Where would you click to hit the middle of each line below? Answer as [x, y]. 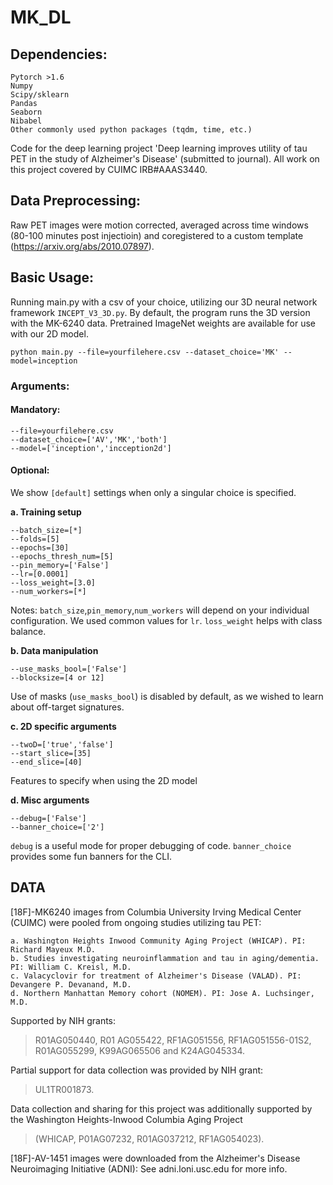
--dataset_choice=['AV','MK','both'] [89, 439]
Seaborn [26, 112]
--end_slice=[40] [46, 762]
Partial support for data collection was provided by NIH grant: [137, 1070]
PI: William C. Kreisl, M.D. [71, 967]
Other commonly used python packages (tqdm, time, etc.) [131, 130]
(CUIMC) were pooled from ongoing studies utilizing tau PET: [136, 922]
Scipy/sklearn [40, 95]
